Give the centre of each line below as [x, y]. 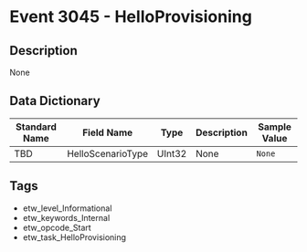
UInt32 [172, 153]
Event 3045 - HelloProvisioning [131, 17]
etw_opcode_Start [57, 227]
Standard [36, 127]
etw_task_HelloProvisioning [74, 237]
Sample [275, 127]
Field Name [107, 132]
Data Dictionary [55, 101]
